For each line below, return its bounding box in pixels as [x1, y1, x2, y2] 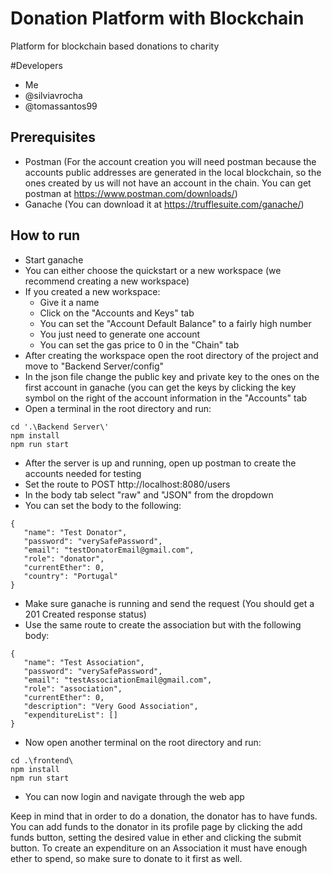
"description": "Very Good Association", [23, 701, 199, 711]
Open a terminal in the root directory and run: [24, 402, 212, 414]
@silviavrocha [24, 89, 83, 101]
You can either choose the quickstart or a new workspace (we [24, 264, 282, 276]
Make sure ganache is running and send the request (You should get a [24, 597, 315, 609]
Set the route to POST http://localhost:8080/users [24, 478, 231, 490]
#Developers [10, 59, 63, 71]
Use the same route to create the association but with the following [24, 618, 302, 631]
